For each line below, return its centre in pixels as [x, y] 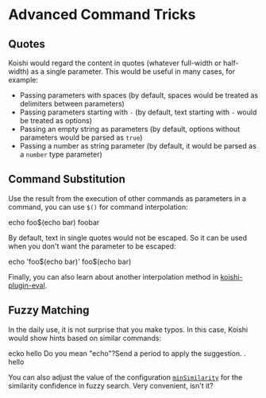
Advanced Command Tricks [102, 15]
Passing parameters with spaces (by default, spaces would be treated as [139, 95]
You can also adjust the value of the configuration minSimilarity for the [125, 377]
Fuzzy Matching [49, 310]
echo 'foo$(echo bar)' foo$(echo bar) [70, 261]
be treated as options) [56, 120]
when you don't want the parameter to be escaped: [92, 246]
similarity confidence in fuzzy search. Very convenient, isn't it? [111, 385]
